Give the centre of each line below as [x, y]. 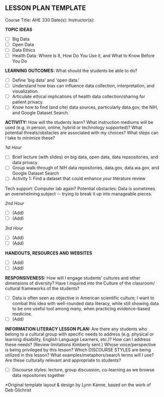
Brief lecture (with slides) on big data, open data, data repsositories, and [85, 157]
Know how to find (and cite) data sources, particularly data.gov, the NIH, [85, 107]
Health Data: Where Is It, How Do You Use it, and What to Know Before [83, 56]
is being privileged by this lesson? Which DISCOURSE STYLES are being [78, 350]
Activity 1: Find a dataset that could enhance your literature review [79, 178]
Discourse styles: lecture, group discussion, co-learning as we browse [83, 370]
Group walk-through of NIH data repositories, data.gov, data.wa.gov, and [86, 168]
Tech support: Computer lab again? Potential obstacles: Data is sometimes [80, 188]
